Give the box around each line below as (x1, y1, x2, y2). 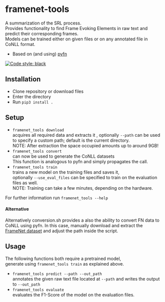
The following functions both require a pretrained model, (5, 256, 121, 262)
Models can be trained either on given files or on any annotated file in (5, 36, 148, 42)
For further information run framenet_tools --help (5, 195, 108, 201)
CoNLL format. (5, 41, 36, 47)
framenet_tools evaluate (12, 287, 64, 293)
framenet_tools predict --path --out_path (12, 271, 102, 277)
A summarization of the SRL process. (5, 20, 81, 26)
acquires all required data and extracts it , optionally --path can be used (12, 132, 161, 138)
